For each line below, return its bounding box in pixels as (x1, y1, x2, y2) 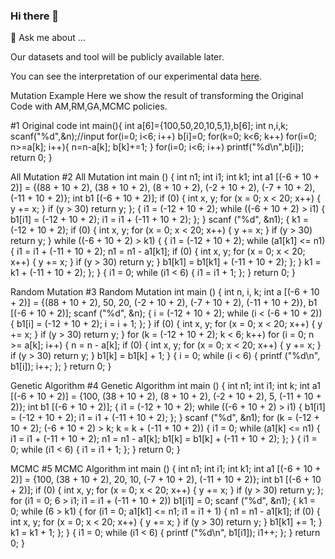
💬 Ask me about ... (10, 32, 86, 44)
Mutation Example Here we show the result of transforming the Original (10, 90, 304, 102)
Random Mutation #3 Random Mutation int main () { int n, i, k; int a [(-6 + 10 (10, 286, 320, 298)
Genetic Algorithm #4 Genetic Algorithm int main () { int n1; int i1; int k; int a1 (10, 380, 321, 392)
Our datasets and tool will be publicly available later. (10, 51, 225, 63)
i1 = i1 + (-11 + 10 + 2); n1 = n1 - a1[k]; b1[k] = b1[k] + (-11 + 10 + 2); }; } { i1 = (10, 433, 318, 445)
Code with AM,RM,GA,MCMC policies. (10, 100, 168, 113)
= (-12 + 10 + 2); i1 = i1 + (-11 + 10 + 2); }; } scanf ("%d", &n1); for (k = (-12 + (10, 412, 320, 424)
